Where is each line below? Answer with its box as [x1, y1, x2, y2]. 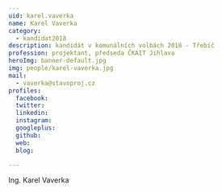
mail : [8, 72, 27, 80]
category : [8, 27, 42, 35]
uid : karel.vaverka [8, 11, 74, 20]
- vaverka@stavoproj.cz [15, 79, 95, 87]
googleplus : [15, 124, 57, 132]
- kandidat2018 [15, 34, 67, 43]
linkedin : [15, 109, 48, 117]
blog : [15, 146, 35, 154]
